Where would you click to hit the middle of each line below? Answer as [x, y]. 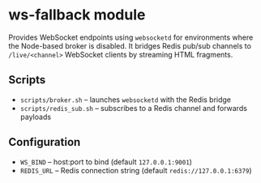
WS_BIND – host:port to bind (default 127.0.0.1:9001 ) [106, 162]
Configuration [45, 142]
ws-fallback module [77, 15]
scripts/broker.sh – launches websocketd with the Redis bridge [126, 100]
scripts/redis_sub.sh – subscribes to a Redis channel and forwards [133, 108]
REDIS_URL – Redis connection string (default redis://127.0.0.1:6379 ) [136, 170]
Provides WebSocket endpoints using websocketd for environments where [131, 37]
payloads [35, 117]
